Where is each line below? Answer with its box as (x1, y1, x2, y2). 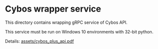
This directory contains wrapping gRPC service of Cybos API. (5, 19, 128, 25)
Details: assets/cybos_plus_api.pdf (5, 38, 74, 44)
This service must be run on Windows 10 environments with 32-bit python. (5, 29, 154, 34)
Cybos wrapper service (5, 3, 101, 15)
